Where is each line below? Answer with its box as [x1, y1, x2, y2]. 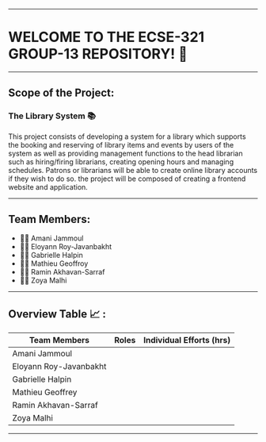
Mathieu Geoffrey [12, 386, 78, 398]
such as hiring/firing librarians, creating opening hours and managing [8, 156, 234, 167]
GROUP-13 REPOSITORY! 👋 [8, 45, 188, 63]
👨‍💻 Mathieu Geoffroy [19, 259, 89, 268]
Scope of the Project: [8, 86, 115, 100]
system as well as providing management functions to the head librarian [8, 148, 243, 158]
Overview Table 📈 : [8, 307, 107, 321]
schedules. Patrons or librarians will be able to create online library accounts [8, 165, 258, 175]
